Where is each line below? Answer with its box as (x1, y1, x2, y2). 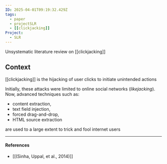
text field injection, (12, 106, 51, 112)
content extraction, (12, 100, 51, 107)
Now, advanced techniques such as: (5, 91, 80, 97)
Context (5, 63, 31, 72)
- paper (9, 16, 26, 21)
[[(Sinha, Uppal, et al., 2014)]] (12, 153, 74, 159)
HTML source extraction (12, 116, 63, 122)
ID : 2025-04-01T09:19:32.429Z (5, 7, 68, 12)
